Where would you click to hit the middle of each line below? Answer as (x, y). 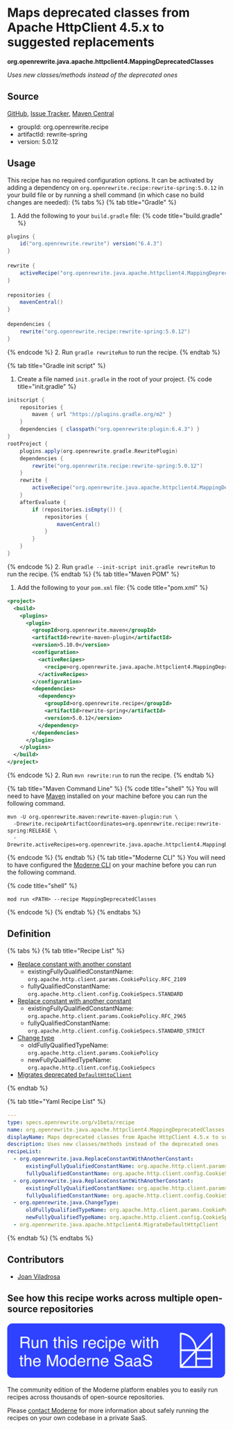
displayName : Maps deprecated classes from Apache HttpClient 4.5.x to (113, 1137)
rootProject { (28, 444)
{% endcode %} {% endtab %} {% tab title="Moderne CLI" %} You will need (116, 858)
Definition (29, 934)
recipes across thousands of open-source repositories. (86, 1397)
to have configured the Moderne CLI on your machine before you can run (112, 865)
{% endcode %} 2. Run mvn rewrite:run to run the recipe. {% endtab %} (111, 775)
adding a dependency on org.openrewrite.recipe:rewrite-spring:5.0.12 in (115, 187)
